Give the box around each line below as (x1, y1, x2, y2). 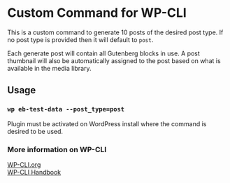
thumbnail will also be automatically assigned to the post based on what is (7, 56, 222, 65)
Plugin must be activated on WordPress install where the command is (7, 119, 207, 128)
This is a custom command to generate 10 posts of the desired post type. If (7, 28, 224, 36)
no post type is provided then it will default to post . (7, 35, 154, 43)
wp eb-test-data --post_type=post (7, 105, 124, 114)
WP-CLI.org (7, 160, 41, 169)
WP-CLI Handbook (7, 168, 62, 176)
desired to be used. (7, 127, 64, 135)
